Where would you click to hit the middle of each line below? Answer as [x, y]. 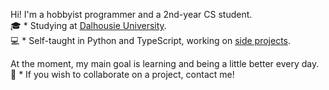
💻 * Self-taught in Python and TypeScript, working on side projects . [151, 40]
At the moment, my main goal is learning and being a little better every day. [165, 63]
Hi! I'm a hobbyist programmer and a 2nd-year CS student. [131, 14]
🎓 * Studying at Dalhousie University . [88, 25]
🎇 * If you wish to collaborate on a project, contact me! [122, 74]
